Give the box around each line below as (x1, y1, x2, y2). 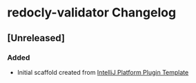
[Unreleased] (7, 32, 66, 44)
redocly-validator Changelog (7, 5, 177, 21)
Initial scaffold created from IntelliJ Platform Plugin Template (17, 68, 189, 76)
